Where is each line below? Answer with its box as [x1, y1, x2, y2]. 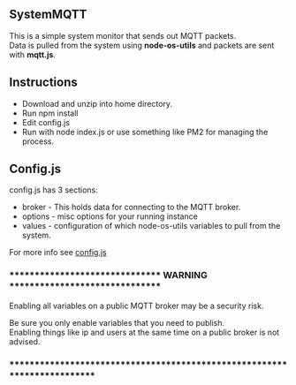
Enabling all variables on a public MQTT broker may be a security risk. [9, 300, 264, 311]
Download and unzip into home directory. [21, 98, 173, 109]
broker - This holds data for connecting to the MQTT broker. [21, 202, 241, 213]
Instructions [9, 75, 78, 90]
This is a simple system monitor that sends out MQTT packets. [9, 30, 237, 41]
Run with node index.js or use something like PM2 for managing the [21, 126, 269, 137]
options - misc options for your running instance [21, 211, 199, 222]
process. [21, 136, 55, 147]
